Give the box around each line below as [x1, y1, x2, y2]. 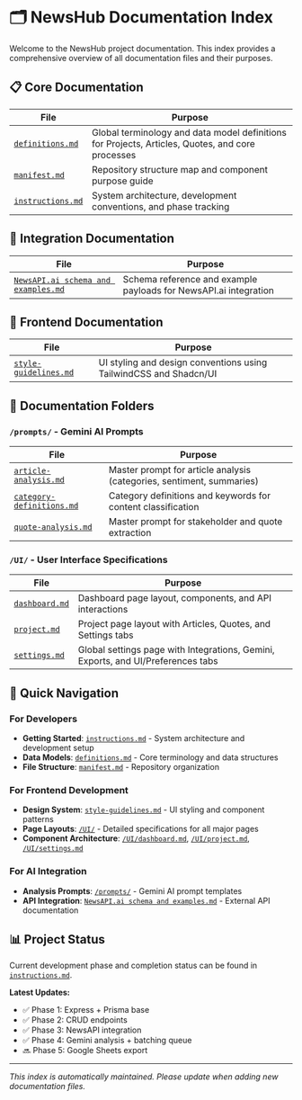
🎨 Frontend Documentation [9, 314, 164, 329]
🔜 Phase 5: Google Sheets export [22, 1045, 148, 1056]
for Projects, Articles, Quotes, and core [91, 137, 256, 149]
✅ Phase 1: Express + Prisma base [22, 1005, 150, 1015]
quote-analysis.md [13, 523, 93, 532]
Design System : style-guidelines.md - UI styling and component [22, 804, 265, 815]
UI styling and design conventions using [98, 356, 268, 369]
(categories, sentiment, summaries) [108, 475, 259, 487]
